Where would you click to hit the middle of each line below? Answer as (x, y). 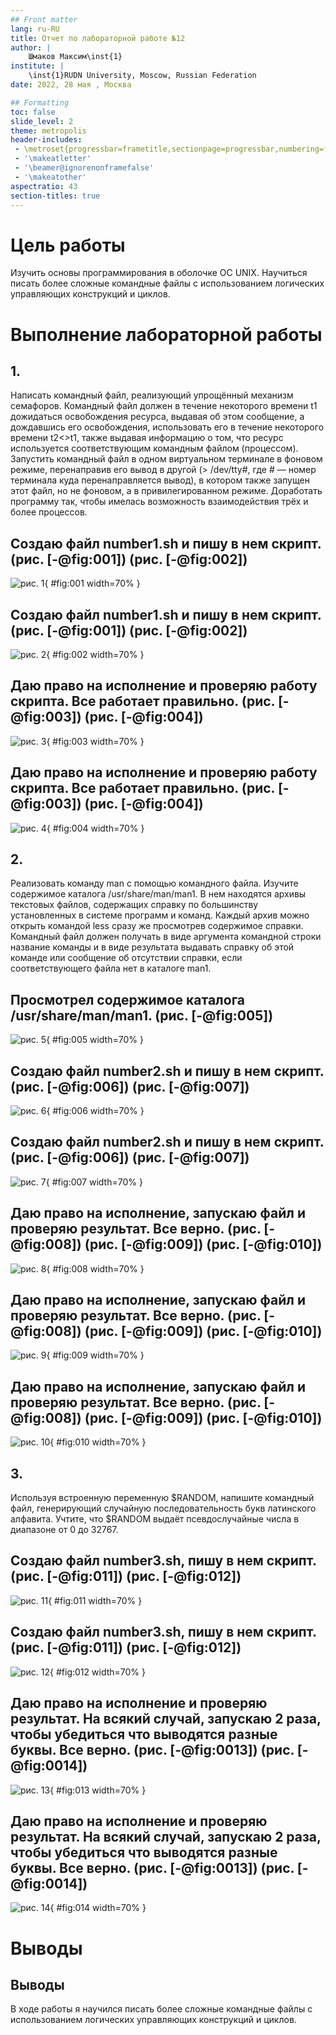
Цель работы (68, 245)
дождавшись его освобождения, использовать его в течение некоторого (167, 427)
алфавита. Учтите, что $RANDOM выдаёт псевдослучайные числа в (155, 1519)
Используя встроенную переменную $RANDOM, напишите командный (162, 1498)
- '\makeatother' (50, 177)
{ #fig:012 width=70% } (97, 1672)
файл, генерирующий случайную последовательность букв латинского (163, 1508)
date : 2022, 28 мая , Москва (71, 85)
